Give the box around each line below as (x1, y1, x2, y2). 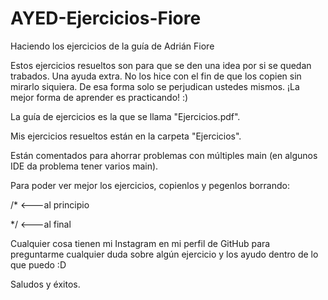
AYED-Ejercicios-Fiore (10, 7, 202, 30)
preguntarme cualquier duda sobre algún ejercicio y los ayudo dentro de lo (10, 248, 319, 260)
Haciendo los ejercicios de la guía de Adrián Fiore (10, 40, 215, 52)
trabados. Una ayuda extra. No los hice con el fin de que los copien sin (10, 70, 302, 82)
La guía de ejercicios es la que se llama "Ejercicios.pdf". (10, 110, 241, 122)
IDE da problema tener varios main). (10, 160, 159, 172)
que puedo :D (10, 258, 67, 271)
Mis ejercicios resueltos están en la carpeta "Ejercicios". (10, 130, 242, 142)
